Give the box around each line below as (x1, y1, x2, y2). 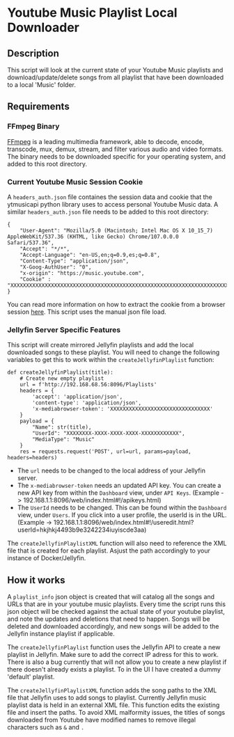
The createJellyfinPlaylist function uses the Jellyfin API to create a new (7, 643, 221, 651)
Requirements (7, 101, 70, 113)
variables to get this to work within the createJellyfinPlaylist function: (7, 356, 214, 364)
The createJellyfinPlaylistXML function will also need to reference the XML (7, 539, 227, 548)
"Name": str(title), (32, 424, 92, 431)
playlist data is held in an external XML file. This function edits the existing (7, 701, 220, 709)
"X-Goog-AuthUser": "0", (19, 263, 92, 271)
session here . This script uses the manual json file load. (7, 308, 167, 316)
